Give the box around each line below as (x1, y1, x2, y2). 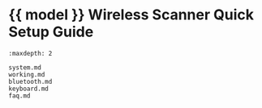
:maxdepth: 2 (8, 49, 53, 57)
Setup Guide (8, 23, 94, 41)
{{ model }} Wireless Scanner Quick (8, 6, 254, 24)
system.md (8, 63, 42, 72)
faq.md (8, 91, 31, 100)
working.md (8, 70, 45, 78)
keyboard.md (8, 85, 49, 93)
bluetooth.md (8, 77, 53, 85)
